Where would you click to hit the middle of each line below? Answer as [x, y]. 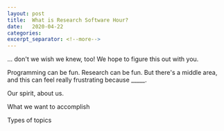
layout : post [26, 14]
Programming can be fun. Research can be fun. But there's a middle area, [112, 73]
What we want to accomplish [49, 107]
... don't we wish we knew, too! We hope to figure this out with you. [103, 59]
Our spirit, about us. [36, 94]
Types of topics [29, 120]
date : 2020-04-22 [35, 26]
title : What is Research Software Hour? [68, 20]
